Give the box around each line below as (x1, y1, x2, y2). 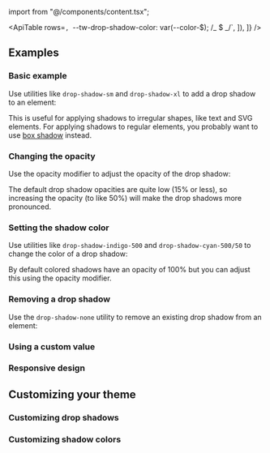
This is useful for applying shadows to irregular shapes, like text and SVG (8, 113, 253, 122)
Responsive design (8, 362, 85, 374)
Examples (8, 46, 59, 60)
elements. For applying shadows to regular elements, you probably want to (8, 122, 259, 131)
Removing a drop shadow (8, 293, 111, 305)
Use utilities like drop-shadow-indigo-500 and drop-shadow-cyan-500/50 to (8, 241, 251, 250)
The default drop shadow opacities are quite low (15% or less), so (8, 184, 228, 194)
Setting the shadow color (8, 222, 109, 233)
